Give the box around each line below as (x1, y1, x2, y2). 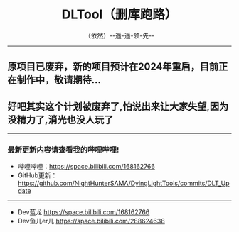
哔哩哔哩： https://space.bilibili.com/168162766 (17, 162, 155, 171)
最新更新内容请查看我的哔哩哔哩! (7, 145, 119, 155)
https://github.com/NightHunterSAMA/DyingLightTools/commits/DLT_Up (17, 179, 230, 188)
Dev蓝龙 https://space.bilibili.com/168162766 (17, 208, 150, 216)
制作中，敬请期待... (16, 74, 102, 86)
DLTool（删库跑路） (61, 6, 178, 23)
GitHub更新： (17, 171, 58, 179)
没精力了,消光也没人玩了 (7, 114, 114, 126)
